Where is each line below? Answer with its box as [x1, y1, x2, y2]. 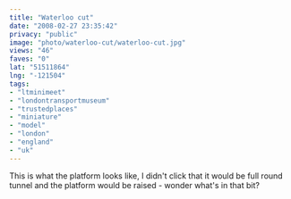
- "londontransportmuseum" [9, 95, 110, 105]
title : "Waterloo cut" [9, 12, 94, 22]
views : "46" [9, 46, 54, 55]
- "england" [9, 137, 54, 146]
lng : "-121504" [9, 71, 66, 80]
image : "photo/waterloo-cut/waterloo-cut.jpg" [9, 37, 186, 47]
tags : [9, 79, 30, 88]
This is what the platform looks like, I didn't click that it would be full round [9, 170, 284, 181]
